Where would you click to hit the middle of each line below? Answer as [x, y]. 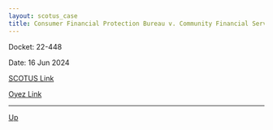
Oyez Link [25, 93]
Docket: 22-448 [35, 46]
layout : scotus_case [43, 16]
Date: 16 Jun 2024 [39, 63]
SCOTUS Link [31, 78]
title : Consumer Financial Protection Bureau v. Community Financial [129, 24]
